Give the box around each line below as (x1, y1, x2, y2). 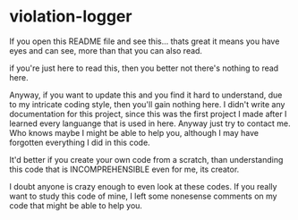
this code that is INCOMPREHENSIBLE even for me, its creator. (9, 164, 240, 174)
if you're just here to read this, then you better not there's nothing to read (9, 63, 279, 73)
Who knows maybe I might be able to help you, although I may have (9, 127, 260, 138)
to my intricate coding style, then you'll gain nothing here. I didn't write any (9, 98, 285, 109)
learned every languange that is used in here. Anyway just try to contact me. (9, 118, 291, 129)
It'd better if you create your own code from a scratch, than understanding (9, 154, 284, 165)
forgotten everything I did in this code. (9, 137, 150, 148)
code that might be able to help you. (9, 199, 143, 211)
